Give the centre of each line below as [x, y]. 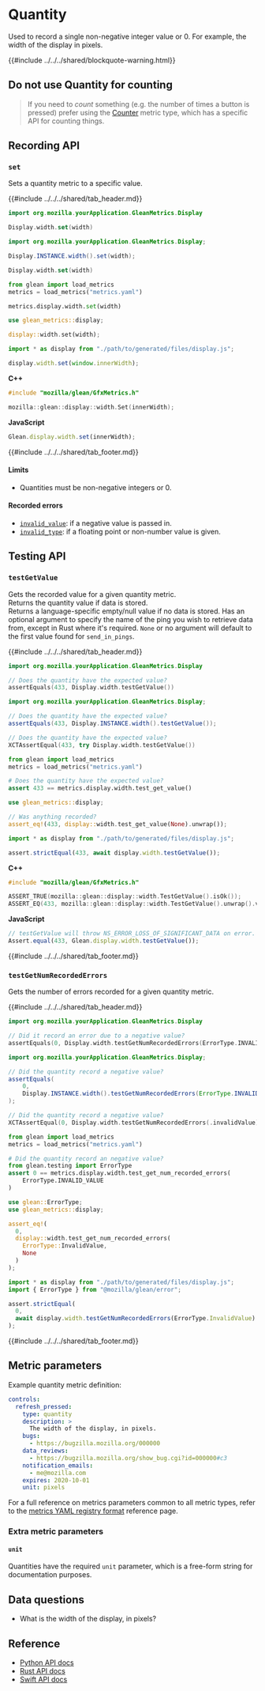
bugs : [32, 1436]
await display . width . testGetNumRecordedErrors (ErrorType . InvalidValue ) [136, 1319]
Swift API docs [43, 1680]
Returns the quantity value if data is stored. [78, 602]
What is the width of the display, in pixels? [88, 1619]
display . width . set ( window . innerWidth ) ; [74, 364]
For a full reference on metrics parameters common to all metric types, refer [132, 1503]
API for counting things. [66, 121]
